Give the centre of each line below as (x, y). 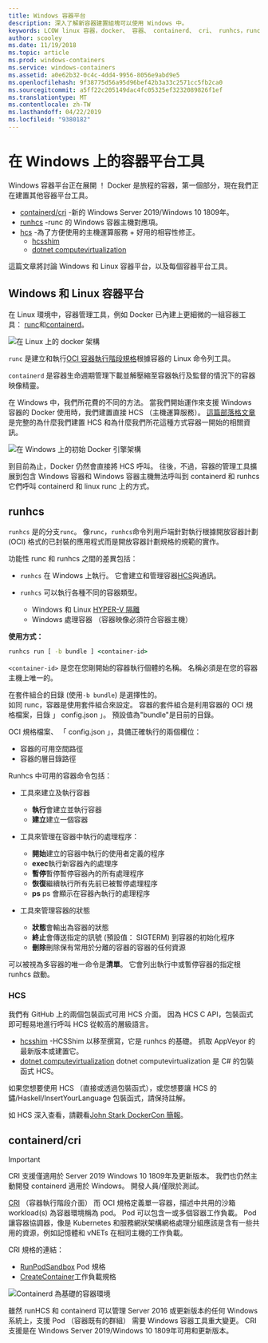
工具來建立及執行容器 (55, 793)
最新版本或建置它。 (51, 1051)
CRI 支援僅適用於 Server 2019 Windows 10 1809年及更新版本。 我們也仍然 (130, 1176)
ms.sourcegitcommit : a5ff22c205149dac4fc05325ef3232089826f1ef (116, 90)
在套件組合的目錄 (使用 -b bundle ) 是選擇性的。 (85, 695)
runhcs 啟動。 (31, 974)
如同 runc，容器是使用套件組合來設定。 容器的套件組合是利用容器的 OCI (126, 705)
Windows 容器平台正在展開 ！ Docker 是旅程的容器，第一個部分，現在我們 (130, 185)
